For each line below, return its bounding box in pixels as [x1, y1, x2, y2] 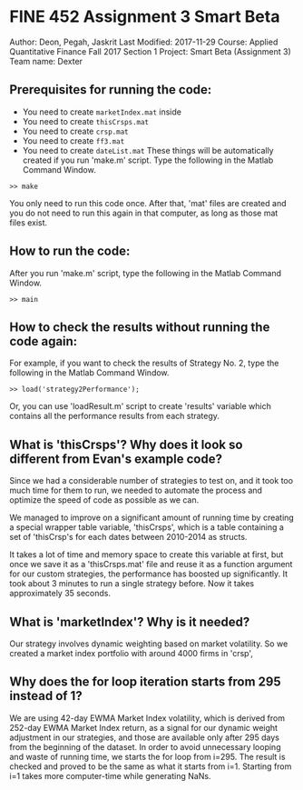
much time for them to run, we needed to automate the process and [9, 485, 263, 496]
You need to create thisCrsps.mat [22, 115, 150, 126]
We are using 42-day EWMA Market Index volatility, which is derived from [9, 712, 286, 724]
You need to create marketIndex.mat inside [22, 106, 181, 117]
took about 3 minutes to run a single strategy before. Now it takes [9, 578, 255, 589]
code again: [9, 334, 78, 349]
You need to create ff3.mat [22, 135, 125, 146]
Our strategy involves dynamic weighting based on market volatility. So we [9, 638, 288, 649]
